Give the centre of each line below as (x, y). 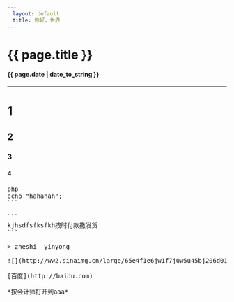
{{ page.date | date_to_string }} (53, 75)
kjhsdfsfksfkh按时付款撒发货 (53, 225)
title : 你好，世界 (36, 20)
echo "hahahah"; (35, 196)
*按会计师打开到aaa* (38, 292)
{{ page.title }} (50, 55)
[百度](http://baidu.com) (50, 276)
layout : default (36, 14)
